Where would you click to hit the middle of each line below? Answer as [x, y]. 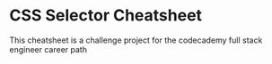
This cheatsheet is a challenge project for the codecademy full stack [136, 40]
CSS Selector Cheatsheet [106, 16]
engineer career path [48, 49]
